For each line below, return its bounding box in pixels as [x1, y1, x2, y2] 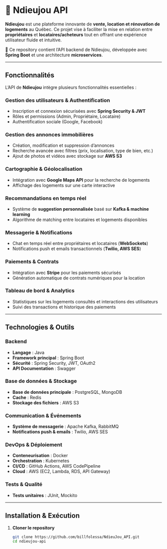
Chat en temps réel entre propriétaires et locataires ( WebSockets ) [12, 241, 148, 247]
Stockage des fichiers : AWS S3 [12, 399, 80, 406]
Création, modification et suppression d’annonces [12, 142, 115, 149]
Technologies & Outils [5, 323, 75, 331]
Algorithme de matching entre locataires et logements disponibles [12, 217, 148, 223]
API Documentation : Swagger [12, 365, 76, 371]
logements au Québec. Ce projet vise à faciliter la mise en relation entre [5, 26, 153, 32]
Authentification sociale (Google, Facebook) [12, 119, 103, 125]
